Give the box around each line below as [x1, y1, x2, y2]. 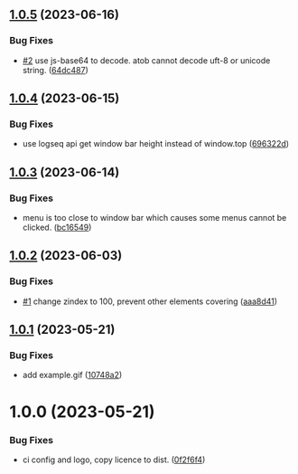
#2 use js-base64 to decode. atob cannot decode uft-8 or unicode [22, 54, 271, 66]
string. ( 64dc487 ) [22, 64, 88, 75]
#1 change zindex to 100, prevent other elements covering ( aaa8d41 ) [22, 296, 278, 307]
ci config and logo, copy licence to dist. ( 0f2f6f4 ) [22, 454, 206, 465]
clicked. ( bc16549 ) [22, 222, 92, 233]
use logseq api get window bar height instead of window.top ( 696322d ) [22, 138, 290, 149]
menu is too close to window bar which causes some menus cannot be [22, 213, 287, 223]
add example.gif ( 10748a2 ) [22, 370, 123, 381]
